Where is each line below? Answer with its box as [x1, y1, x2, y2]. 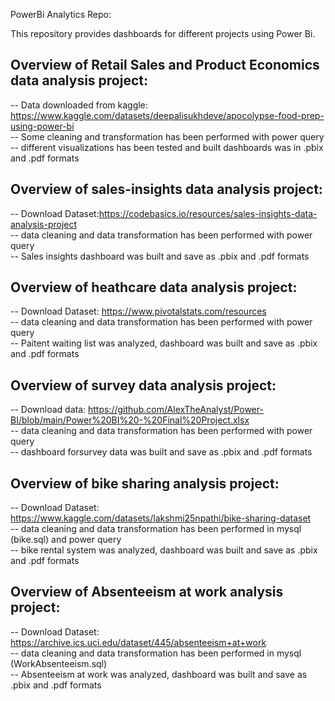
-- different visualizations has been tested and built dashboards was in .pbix [10, 141, 324, 153]
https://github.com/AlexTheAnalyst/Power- [88, 404, 264, 416]
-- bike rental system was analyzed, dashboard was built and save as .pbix [10, 544, 318, 556]
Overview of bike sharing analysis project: [10, 475, 280, 492]
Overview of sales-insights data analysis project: [10, 181, 323, 198]
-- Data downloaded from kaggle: [10, 99, 148, 111]
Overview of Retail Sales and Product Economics [10, 57, 320, 74]
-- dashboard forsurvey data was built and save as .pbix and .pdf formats [10, 446, 313, 458]
